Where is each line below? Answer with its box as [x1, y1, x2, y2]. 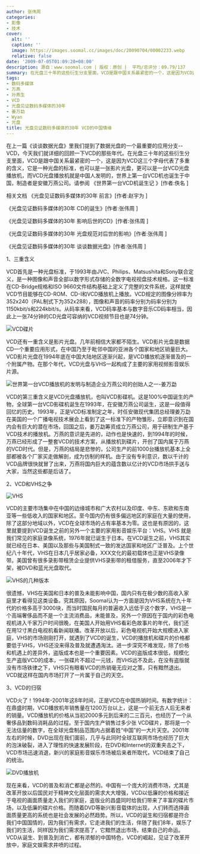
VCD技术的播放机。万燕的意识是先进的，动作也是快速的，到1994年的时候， [6, 430, 191, 437]
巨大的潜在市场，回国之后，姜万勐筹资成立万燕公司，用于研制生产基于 [21, 423, 194, 430]
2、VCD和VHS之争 [6, 480, 52, 487]
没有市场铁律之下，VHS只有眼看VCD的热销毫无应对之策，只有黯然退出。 [6, 664, 185, 671]
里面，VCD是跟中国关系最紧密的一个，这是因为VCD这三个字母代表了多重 [11, 157, 190, 164]
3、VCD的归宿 [6, 684, 42, 691]
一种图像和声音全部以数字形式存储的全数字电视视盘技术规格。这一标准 [21, 275, 194, 282]
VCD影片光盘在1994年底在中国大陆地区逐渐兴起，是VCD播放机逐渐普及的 [6, 353, 186, 360]
